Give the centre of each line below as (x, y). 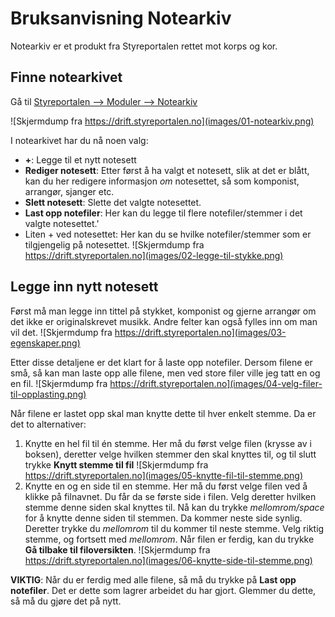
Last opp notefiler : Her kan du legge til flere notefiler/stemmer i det (163, 213)
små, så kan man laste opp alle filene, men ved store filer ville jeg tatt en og (165, 373)
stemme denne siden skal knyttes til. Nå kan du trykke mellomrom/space (174, 507)
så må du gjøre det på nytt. (66, 601)
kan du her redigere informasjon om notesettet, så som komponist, (162, 181)
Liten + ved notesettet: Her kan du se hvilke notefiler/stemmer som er (168, 234)
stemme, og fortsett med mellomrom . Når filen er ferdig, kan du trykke (169, 539)
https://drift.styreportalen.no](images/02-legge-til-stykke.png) (154, 255)
